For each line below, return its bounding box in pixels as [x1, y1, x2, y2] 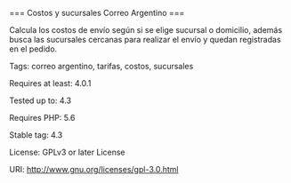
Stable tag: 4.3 [9, 130, 63, 140]
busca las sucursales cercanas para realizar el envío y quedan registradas [9, 35, 282, 44]
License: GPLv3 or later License [9, 147, 126, 157]
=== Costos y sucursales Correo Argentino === [9, 8, 185, 18]
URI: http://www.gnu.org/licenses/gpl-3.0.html [9, 164, 179, 174]
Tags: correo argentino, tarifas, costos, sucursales [9, 61, 194, 71]
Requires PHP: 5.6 [9, 113, 76, 123]
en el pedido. [9, 44, 58, 54]
